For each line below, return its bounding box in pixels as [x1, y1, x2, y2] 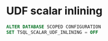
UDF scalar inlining [6, 4, 103, 18]
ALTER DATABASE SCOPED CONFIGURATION [6, 24, 101, 30]
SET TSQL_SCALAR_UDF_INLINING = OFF [6, 29, 98, 35]
